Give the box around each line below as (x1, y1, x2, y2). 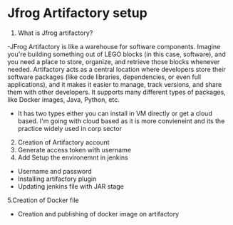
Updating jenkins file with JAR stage (17, 182, 125, 190)
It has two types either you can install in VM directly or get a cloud (17, 109, 212, 117)
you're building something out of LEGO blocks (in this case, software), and (7, 50, 226, 58)
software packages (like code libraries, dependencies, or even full (7, 73, 202, 81)
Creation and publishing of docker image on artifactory (17, 209, 180, 218)
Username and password (17, 167, 92, 175)
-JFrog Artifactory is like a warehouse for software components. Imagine (7, 42, 221, 51)
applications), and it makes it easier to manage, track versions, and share (7, 80, 222, 88)
